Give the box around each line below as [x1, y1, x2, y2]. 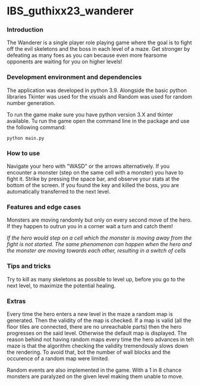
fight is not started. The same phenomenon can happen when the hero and [7, 241, 192, 248]
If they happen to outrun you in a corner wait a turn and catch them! [7, 223, 173, 230]
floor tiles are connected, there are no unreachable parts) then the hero [7, 323, 182, 330]
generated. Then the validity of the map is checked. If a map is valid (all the [7, 317, 192, 324]
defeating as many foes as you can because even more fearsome [7, 52, 167, 59]
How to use [7, 149, 40, 157]
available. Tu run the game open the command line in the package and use [7, 117, 190, 124]
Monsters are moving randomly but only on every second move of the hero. [7, 216, 192, 223]
